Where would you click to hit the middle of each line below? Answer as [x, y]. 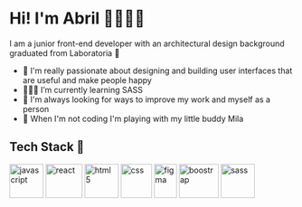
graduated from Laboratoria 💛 [65, 52]
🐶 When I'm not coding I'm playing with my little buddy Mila [133, 118]
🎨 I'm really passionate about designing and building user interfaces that [157, 71]
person [36, 108]
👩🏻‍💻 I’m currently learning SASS [82, 89]
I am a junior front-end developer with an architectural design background [147, 43]
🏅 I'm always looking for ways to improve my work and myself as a [146, 99]
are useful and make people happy [87, 80]
